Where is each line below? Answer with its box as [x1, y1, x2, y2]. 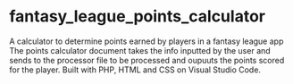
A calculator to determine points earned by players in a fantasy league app [9, 36, 284, 46]
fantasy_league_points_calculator [9, 6, 266, 27]
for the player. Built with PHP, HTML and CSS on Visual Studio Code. [9, 64, 262, 75]
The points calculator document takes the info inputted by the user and [9, 45, 271, 55]
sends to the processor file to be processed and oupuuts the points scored [9, 55, 285, 65]
